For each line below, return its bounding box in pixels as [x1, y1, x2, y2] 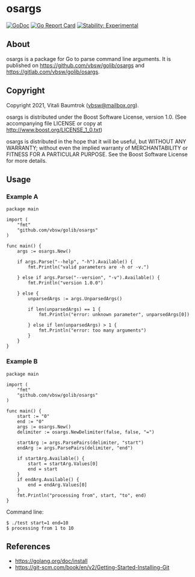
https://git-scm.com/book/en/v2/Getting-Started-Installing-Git [14, 564, 170, 571]
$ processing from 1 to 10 [6, 525, 74, 531]
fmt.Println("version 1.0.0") [28, 280, 104, 286]
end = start [28, 466, 58, 472]
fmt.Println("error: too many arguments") [38, 327, 147, 333]
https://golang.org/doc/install [14, 557, 88, 565]
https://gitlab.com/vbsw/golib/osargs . [6, 68, 101, 75]
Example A [6, 192, 39, 201]
